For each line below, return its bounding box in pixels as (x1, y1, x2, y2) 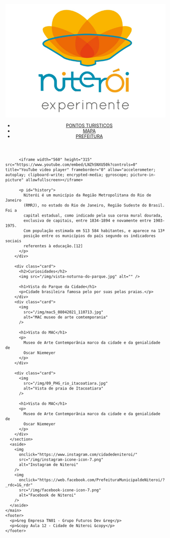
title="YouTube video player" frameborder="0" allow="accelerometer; (5, 167, 156, 172)
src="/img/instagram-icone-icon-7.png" (18, 457, 103, 462)
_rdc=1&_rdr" (5, 483, 33, 488)
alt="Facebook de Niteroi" (18, 493, 76, 498)
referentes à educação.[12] (23, 244, 83, 249)
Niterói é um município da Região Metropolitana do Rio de (23, 193, 152, 198)
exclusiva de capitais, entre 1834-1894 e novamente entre (23, 218, 152, 223)
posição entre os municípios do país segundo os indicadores (23, 233, 156, 238)
